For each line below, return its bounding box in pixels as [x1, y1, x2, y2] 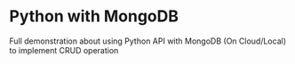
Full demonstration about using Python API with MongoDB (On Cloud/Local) [9, 36, 287, 46]
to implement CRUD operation [9, 44, 119, 55]
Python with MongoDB [9, 6, 179, 27]
